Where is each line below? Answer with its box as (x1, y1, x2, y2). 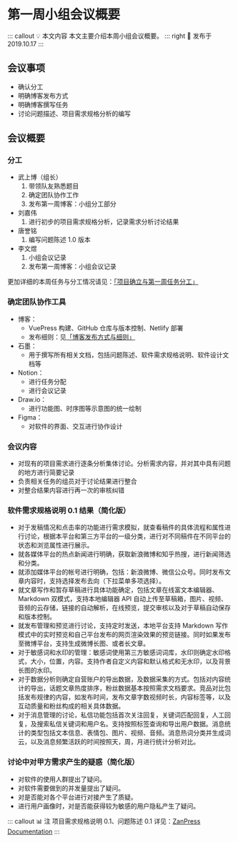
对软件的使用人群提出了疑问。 (17, 775, 106, 783)
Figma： (17, 412, 43, 422)
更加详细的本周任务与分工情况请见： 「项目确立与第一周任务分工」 (7, 277, 199, 286)
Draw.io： (17, 395, 47, 404)
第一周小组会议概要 (7, 6, 121, 23)
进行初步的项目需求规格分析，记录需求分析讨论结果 (28, 217, 179, 226)
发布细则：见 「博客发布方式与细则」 (28, 332, 136, 341)
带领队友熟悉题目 (28, 182, 79, 190)
